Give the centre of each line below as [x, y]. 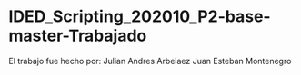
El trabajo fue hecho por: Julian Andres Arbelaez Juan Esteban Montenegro [150, 61]
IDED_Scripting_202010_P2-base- [140, 17]
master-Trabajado [78, 36]
